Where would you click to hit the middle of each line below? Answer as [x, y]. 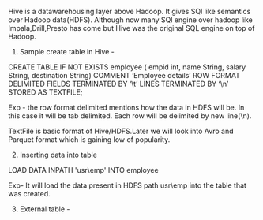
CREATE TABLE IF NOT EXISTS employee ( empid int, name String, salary [127, 67]
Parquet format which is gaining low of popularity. [89, 140]
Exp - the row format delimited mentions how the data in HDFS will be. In [126, 107]
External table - [45, 209]
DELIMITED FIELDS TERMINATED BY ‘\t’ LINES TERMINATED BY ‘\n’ [118, 84]
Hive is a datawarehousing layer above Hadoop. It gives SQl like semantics [130, 11]
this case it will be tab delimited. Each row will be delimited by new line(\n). [130, 116]
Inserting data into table [58, 155]
